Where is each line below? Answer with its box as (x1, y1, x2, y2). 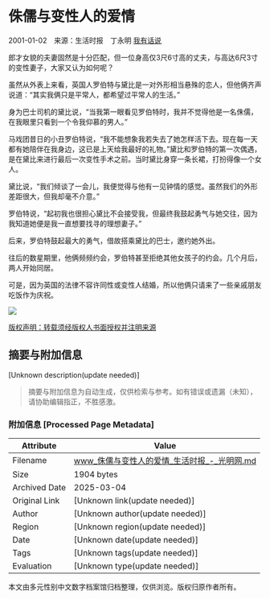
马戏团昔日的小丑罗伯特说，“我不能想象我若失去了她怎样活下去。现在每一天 (8, 134, 259, 143)
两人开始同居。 (8, 262, 58, 272)
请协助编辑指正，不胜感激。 (27, 396, 121, 407)
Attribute (21, 440, 57, 452)
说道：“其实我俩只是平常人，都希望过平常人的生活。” (8, 89, 181, 99)
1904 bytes (73, 469, 118, 480)
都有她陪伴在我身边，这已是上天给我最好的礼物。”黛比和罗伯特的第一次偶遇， (8, 144, 262, 154)
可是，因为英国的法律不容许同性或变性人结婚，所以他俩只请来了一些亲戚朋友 (8, 279, 262, 290)
